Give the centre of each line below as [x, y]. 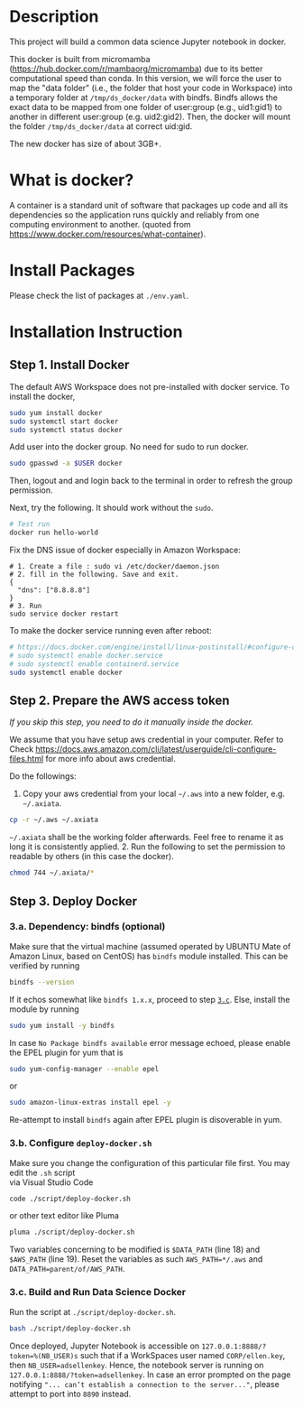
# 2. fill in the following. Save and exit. [94, 575]
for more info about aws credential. [110, 759]
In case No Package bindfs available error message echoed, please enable [150, 1042]
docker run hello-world [54, 533]
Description [54, 17]
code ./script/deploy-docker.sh [70, 1199]
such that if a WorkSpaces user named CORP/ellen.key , [183, 1355]
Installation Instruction [96, 332]
